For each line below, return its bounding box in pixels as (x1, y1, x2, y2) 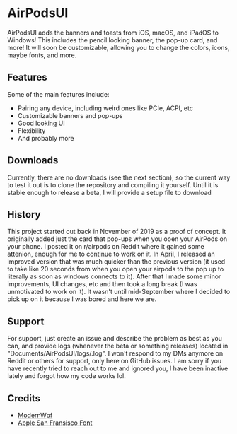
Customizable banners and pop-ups (17, 111, 123, 119)
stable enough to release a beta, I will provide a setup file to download (7, 188, 212, 197)
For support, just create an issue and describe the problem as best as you (7, 334, 223, 343)
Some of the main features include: (7, 90, 110, 98)
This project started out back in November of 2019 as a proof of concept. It (7, 228, 226, 236)
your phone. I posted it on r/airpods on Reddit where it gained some (7, 242, 204, 251)
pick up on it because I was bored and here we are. (7, 295, 157, 303)
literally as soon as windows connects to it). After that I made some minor (7, 272, 221, 281)
